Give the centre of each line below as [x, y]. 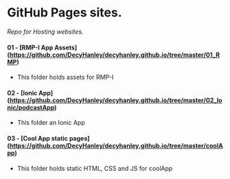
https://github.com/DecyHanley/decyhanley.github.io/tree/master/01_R [115, 55]
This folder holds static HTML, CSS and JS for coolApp [95, 168]
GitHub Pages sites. [65, 13]
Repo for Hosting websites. [45, 32]
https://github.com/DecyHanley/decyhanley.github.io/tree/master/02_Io [116, 100]
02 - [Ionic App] [30, 93]
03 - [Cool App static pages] [49, 138]
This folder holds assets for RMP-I [65, 77]
